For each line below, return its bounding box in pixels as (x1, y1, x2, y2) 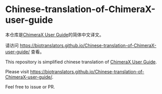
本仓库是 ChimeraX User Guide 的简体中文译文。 (5, 31, 104, 37)
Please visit (5, 68, 29, 74)
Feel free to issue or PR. (5, 83, 55, 89)
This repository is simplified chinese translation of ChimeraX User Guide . (5, 59, 157, 65)
